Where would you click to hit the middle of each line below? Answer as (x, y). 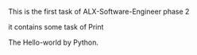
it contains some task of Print (56, 27)
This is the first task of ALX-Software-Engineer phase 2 (99, 12)
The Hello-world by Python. (54, 42)
